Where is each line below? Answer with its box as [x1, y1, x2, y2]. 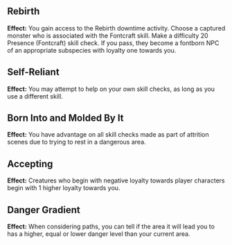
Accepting [7, 158, 53, 169]
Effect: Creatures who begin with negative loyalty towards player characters [7, 176, 225, 185]
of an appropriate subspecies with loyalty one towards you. [7, 46, 177, 54]
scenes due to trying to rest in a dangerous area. [7, 138, 147, 146]
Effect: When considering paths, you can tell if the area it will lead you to [7, 222, 215, 231]
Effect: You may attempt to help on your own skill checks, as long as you [7, 85, 215, 93]
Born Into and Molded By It [7, 112, 124, 124]
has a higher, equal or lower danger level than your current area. [7, 230, 190, 238]
